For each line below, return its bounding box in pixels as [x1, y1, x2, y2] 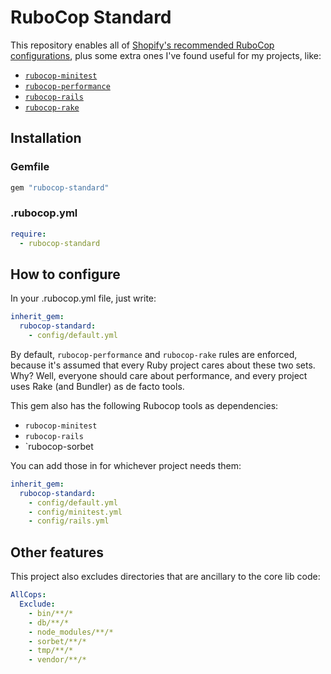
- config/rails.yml [28, 516, 110, 526]
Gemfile [10, 160, 50, 174]
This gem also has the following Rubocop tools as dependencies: [10, 399, 279, 411]
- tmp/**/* [28, 646, 74, 656]
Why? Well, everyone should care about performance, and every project [10, 369, 308, 381]
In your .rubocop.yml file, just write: [10, 292, 157, 305]
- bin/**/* [28, 608, 74, 618]
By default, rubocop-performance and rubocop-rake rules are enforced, [10, 348, 298, 360]
